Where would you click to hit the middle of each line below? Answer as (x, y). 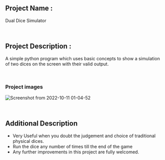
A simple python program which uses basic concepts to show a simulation (83, 58)
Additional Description (42, 124)
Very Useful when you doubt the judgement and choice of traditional (84, 136)
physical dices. (28, 141)
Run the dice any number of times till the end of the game (72, 146)
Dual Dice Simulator (26, 20)
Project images (24, 87)
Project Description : (38, 46)
